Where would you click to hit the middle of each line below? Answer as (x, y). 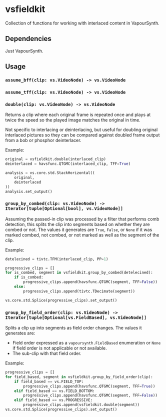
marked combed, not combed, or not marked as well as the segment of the (82, 235)
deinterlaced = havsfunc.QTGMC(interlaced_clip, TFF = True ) (68, 164)
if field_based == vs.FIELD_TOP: (49, 381)
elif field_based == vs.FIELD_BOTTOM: (54, 391)
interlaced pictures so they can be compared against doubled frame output (82, 135)
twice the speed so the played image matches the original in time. (73, 120)
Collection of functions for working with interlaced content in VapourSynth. (82, 23)
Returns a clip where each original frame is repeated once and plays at (78, 115)
